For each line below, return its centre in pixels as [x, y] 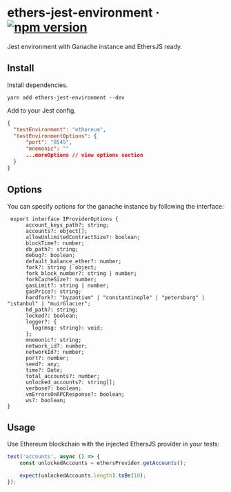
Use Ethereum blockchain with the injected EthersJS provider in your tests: [113, 444]
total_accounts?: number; [62, 376]
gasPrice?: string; [53, 292]
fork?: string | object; [61, 267]
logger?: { [41, 322]
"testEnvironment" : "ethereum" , [60, 129]
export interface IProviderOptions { [64, 219]
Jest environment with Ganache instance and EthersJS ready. [95, 46]
